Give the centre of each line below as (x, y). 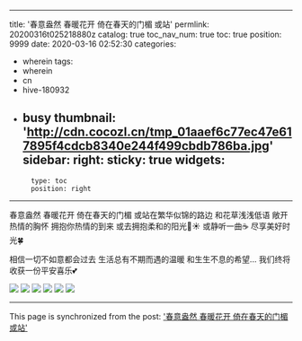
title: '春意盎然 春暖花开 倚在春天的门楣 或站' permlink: (109, 24)
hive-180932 (46, 90)
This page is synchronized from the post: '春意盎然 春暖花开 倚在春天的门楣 (149, 316)
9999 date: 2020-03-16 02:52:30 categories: (93, 44)
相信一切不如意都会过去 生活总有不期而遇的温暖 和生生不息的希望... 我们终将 (150, 259)
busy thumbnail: (69, 118)
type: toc (49, 180)
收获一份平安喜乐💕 (44, 270)
